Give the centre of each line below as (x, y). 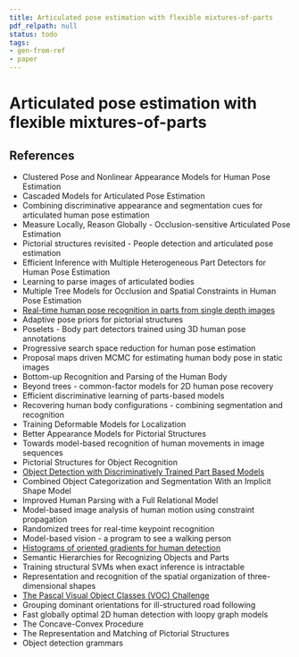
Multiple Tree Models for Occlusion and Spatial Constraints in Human (149, 291)
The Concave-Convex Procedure (83, 624)
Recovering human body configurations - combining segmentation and (152, 405)
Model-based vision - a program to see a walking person (127, 538)
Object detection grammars (72, 643)
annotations (44, 338)
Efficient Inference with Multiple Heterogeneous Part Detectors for (144, 262)
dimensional (45, 586)
